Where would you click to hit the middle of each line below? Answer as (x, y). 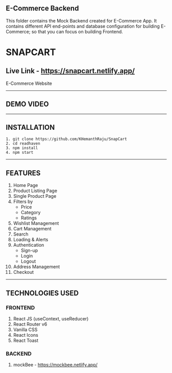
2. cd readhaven (23, 144)
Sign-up (29, 250)
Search (21, 234)
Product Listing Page (35, 191)
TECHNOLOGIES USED (42, 293)
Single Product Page (35, 196)
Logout (28, 261)
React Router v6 (30, 324)
